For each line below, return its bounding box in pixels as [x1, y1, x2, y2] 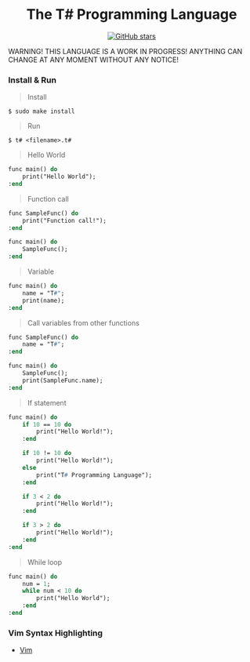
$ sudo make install [8, 107, 76, 115]
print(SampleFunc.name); [22, 376, 103, 384]
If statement [27, 398, 67, 407]
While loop [27, 557, 63, 566]
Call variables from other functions [27, 318, 139, 327]
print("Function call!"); [22, 216, 107, 224]
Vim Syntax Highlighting [8, 627, 103, 638]
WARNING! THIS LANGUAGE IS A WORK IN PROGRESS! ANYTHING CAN [8, 46, 243, 56]
